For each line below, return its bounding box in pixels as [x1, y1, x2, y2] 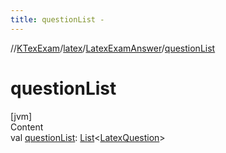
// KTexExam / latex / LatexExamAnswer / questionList [10, 42, 216, 54]
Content [10, 121, 44, 133]
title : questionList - [10, 14, 105, 25]
